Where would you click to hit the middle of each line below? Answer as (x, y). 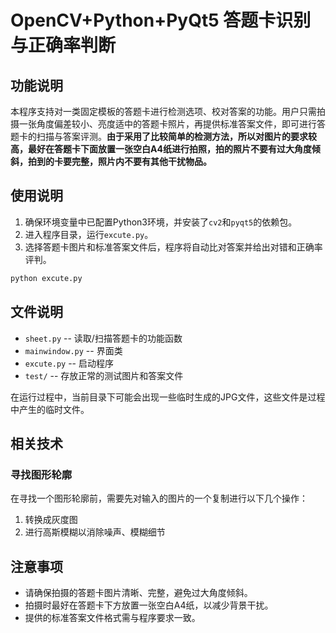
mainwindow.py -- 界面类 (73, 350)
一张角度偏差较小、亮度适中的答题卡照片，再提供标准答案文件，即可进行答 (172, 124)
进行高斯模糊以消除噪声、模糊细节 (95, 532)
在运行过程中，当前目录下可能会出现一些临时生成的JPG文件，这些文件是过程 (168, 397)
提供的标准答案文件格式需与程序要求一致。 (112, 617)
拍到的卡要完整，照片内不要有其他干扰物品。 (119, 161)
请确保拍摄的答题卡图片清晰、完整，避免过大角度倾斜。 (138, 592)
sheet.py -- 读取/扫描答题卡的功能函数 (103, 338)
